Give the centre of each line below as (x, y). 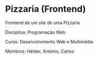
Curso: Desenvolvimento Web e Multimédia (49, 42)
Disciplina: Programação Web (35, 32)
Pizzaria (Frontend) (46, 9)
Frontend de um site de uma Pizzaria (43, 23)
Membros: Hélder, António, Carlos (40, 51)
